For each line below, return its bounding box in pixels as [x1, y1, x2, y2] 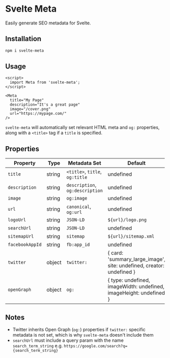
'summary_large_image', [107, 256, 165, 263]
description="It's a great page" [10, 102, 80, 107]
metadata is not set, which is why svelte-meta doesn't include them [12, 332, 154, 338]
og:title [66, 175, 88, 180]
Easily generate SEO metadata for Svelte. [5, 20, 91, 26]
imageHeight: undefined [107, 289, 165, 297]
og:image [66, 196, 88, 201]
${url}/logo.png [107, 217, 147, 223]
